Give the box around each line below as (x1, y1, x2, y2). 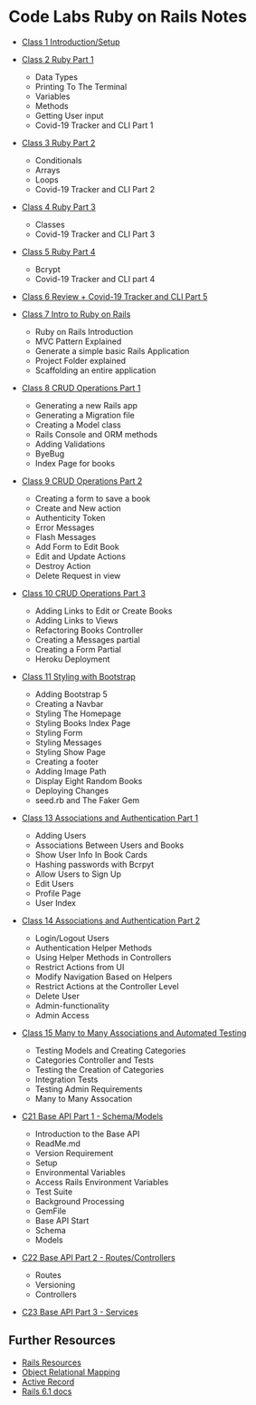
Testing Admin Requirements (34, 1083, 143, 1095)
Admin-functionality (34, 1000, 109, 1011)
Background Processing (34, 1195, 125, 1206)
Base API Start (34, 1214, 90, 1226)
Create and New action (34, 502, 121, 514)
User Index (34, 897, 76, 909)
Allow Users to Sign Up (34, 869, 122, 879)
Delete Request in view (34, 570, 121, 581)
